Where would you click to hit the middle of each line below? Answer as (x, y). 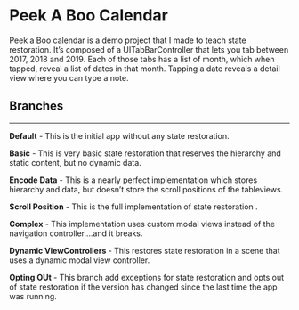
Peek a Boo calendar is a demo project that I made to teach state (128, 40)
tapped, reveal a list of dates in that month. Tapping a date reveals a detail (145, 69)
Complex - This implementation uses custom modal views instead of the (142, 224)
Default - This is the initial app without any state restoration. (119, 135)
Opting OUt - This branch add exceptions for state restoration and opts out (147, 277)
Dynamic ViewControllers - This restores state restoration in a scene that (145, 250)
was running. (33, 296)
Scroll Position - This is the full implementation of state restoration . (133, 207)
